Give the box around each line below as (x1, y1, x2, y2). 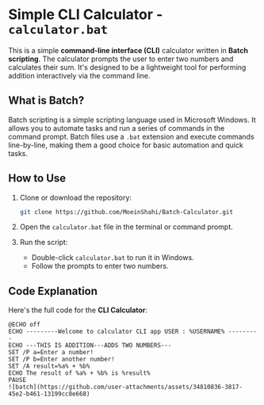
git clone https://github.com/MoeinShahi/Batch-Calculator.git (19, 208, 234, 216)
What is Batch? (8, 94, 85, 108)
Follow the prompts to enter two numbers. (31, 262, 169, 271)
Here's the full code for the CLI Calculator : (8, 305, 148, 315)
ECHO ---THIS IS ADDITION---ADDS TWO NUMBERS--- (8, 342, 172, 350)
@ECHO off (8, 321, 41, 329)
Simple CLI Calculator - (8, 6, 163, 24)
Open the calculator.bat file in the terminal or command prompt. (19, 222, 234, 231)
